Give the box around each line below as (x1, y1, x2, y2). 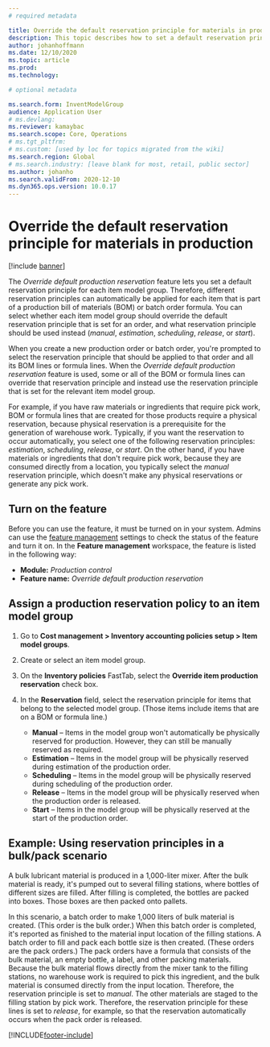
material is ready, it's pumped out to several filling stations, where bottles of (8, 879, 260, 888)
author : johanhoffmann (8, 41, 84, 49)
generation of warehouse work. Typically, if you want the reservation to (8, 428, 245, 437)
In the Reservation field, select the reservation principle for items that (19, 694, 252, 705)
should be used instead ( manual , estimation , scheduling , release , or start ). (8, 328, 256, 338)
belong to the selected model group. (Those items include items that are (19, 703, 260, 713)
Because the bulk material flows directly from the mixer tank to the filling (8, 963, 248, 973)
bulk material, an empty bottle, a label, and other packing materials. (8, 954, 231, 964)
